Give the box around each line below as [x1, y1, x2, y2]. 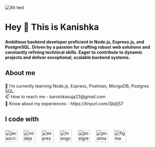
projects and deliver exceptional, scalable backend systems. [5, 55, 130, 60]
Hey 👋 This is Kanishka [5, 22, 99, 33]
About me [5, 69, 35, 77]
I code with [5, 115, 39, 123]
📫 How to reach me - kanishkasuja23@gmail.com [5, 94, 106, 100]
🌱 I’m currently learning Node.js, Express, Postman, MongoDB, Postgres [5, 83, 149, 89]
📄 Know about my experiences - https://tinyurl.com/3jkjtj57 [5, 101, 123, 107]
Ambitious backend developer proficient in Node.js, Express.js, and [5, 39, 144, 45]
